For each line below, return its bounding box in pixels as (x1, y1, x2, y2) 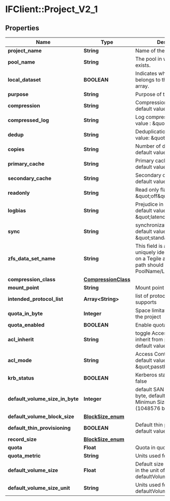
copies (8, 146, 25, 153)
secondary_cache (8, 175, 52, 181)
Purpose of (135, 91, 162, 98)
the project (135, 313, 161, 320)
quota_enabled (8, 322, 45, 328)
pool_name (8, 59, 35, 65)
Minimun (135, 398, 156, 405)
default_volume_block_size (8, 413, 74, 420)
